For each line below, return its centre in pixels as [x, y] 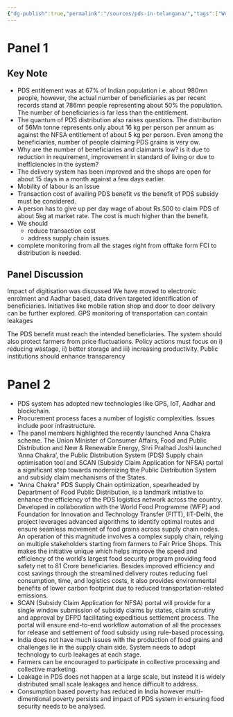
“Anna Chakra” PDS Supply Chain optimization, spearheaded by [108, 485]
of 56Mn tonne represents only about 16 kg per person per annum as [115, 127]
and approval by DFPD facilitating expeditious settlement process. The [118, 618]
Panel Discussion [45, 275]
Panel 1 [28, 48]
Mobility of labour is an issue [58, 186]
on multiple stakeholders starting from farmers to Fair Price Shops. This [119, 544]
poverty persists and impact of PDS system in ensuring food [138, 699]
